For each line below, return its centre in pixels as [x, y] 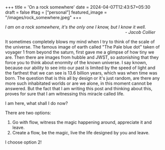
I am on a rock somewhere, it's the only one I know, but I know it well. [76, 27]
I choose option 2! [23, 142]
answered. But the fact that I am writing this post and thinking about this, [79, 88]
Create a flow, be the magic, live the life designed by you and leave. [81, 133]
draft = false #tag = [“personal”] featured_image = [56, 12]
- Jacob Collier [140, 32]
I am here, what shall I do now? [36, 103]
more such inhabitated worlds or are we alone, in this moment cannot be [79, 83]
